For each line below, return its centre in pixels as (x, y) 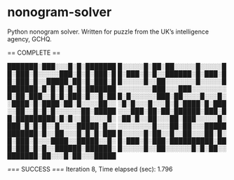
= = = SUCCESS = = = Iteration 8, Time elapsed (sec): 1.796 (90, 169)
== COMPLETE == (34, 53)
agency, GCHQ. (30, 39)
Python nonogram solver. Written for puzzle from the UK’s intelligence (108, 32)
